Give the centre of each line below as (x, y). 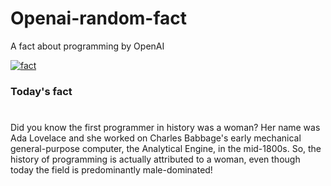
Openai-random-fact (99, 18)
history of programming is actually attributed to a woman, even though (155, 159)
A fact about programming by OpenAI (87, 46)
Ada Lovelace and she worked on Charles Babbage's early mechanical (156, 138)
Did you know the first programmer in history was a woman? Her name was (165, 128)
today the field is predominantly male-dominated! (111, 170)
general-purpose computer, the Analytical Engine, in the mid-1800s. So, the (166, 149)
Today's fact (41, 91)
